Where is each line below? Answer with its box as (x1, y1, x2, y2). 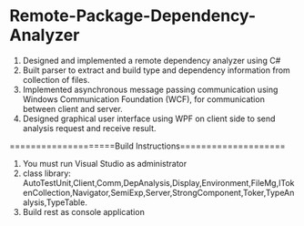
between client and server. (22, 103, 123, 114)
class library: (22, 168, 71, 179)
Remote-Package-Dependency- (9, 5, 257, 26)
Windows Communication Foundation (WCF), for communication (22, 93, 266, 105)
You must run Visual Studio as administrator (22, 158, 187, 169)
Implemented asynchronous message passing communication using (22, 84, 279, 95)
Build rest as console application (22, 206, 146, 217)
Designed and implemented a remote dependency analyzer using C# (22, 55, 281, 66)
